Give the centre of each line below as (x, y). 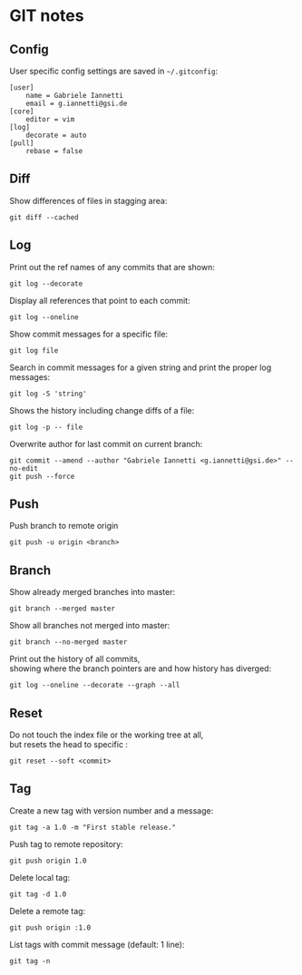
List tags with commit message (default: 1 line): (97, 944)
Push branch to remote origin (64, 526)
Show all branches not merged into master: (90, 626)
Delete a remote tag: (48, 911)
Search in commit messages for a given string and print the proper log (141, 367)
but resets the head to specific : (69, 745)
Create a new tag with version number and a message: (112, 810)
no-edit (24, 468)
